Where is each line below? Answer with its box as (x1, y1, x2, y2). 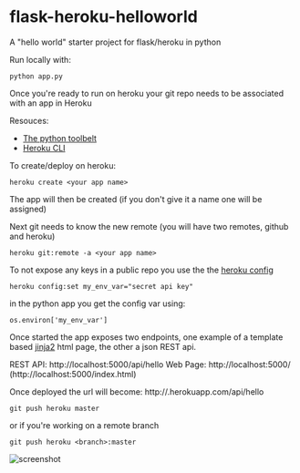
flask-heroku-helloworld (9, 6, 198, 27)
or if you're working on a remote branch (9, 419, 160, 430)
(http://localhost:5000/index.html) (9, 368, 137, 379)
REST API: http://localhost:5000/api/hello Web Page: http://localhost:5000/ (9, 358, 292, 370)
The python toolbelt (22, 132, 98, 143)
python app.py (9, 71, 64, 81)
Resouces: (9, 115, 49, 126)
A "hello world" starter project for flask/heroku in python (9, 36, 222, 47)
